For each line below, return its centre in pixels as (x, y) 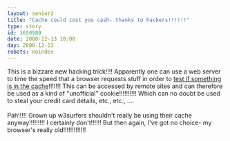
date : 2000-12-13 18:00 (41, 39)
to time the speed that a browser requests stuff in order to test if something (114, 78)
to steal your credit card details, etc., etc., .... (71, 100)
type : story (24, 26)
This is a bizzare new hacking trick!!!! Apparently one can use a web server (114, 71)
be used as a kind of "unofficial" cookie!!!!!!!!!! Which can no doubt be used (114, 93)
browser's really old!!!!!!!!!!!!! (47, 130)
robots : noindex (30, 52)
